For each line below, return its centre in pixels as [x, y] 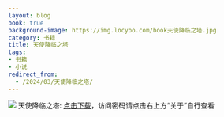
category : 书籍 [32, 38]
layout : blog [30, 15]
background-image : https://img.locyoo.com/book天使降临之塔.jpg [112, 30]
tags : [17, 52]
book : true [26, 23]
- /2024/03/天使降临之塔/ [54, 81]
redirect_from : [33, 74]
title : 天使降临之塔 [38, 45]
